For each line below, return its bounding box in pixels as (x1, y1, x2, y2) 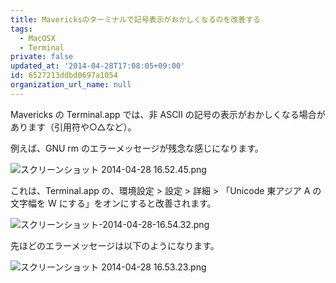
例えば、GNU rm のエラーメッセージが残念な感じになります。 (10, 142, 264, 154)
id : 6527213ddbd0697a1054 (10, 71, 118, 81)
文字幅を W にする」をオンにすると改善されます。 (10, 197, 217, 209)
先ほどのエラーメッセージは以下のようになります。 (10, 239, 220, 251)
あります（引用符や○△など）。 (10, 121, 137, 133)
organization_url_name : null (10, 80, 132, 90)
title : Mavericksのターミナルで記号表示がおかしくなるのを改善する (10, 14, 261, 25)
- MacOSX (19, 33, 56, 43)
